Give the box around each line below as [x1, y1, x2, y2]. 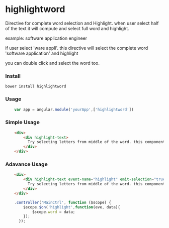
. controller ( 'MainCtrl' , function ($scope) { [14, 200, 112, 205]
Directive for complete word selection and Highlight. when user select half [5, 20, 159, 26]
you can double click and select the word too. [5, 60, 100, 66]
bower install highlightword [5, 84, 66, 89]
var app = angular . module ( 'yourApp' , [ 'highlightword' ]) [14, 107, 134, 112]
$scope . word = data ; [32, 209, 75, 214]
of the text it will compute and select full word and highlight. [5, 25, 129, 31]
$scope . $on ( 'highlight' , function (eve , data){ [23, 204, 121, 209]
